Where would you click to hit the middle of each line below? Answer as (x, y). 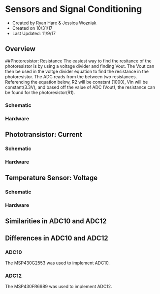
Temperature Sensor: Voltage (51, 178)
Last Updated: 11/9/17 (34, 33)
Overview (20, 49)
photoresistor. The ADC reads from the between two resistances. (71, 76)
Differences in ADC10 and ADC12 (57, 238)
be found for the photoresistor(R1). (40, 92)
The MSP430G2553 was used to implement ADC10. (57, 263)
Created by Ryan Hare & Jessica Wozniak (54, 23)
